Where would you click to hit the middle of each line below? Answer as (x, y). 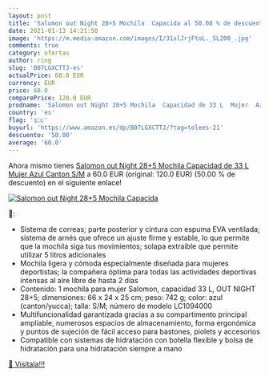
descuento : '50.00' (41, 135)
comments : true (34, 46)
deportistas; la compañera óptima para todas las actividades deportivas (138, 272)
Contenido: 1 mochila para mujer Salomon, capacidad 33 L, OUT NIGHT (138, 289)
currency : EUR (32, 83)
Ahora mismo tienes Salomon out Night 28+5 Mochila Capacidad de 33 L (129, 165)
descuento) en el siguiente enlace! (65, 182)
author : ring (30, 61)
